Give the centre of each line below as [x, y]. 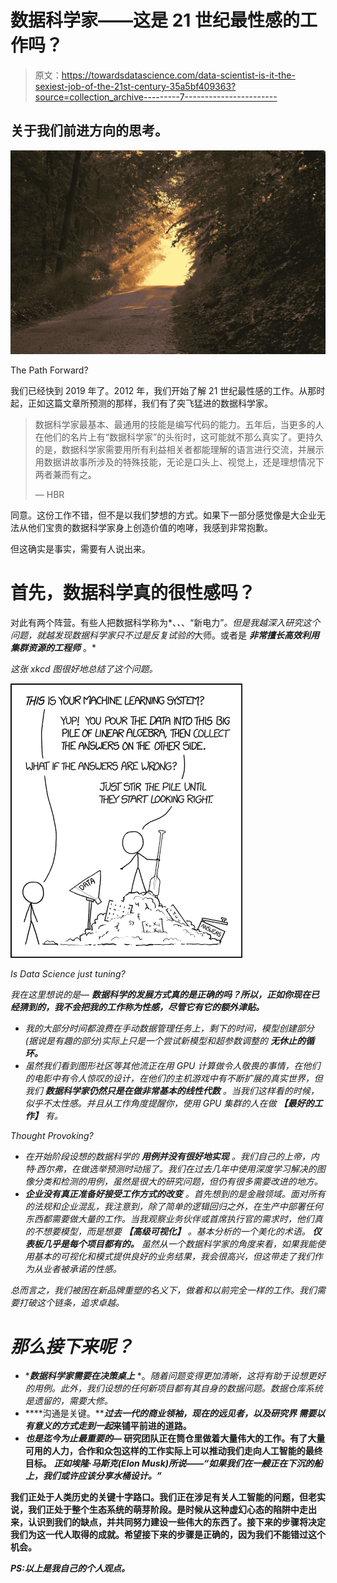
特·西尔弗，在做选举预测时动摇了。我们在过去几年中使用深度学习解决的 [170, 1168]
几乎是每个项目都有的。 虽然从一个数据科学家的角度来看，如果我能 [179, 1243]
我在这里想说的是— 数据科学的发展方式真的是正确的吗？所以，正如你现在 [160, 994]
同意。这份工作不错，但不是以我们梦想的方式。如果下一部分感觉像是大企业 [163, 515]
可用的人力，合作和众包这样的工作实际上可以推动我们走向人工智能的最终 [173, 1451]
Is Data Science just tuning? [68, 973]
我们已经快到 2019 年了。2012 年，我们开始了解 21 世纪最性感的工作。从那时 [168, 390]
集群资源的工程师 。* [53, 647]
